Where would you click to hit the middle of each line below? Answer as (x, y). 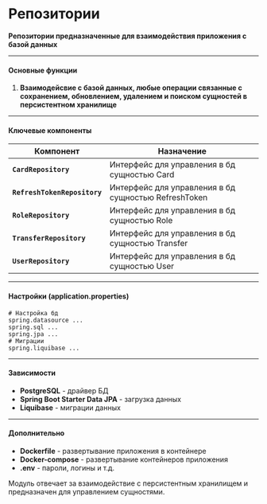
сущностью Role (141, 221)
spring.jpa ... (33, 334)
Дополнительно (37, 433)
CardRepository (41, 170)
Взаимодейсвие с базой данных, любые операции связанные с (131, 88)
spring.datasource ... (46, 320)
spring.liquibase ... (44, 348)
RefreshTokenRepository (57, 193)
